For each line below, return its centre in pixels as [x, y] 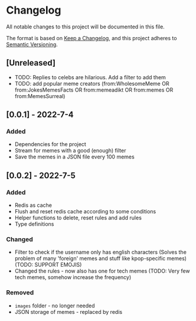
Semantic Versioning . [32, 44]
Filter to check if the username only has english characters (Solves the [101, 252]
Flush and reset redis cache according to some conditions [85, 212]
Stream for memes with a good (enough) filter [70, 151]
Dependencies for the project [50, 144]
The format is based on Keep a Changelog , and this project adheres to [92, 38]
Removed [20, 293]
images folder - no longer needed [55, 306]
